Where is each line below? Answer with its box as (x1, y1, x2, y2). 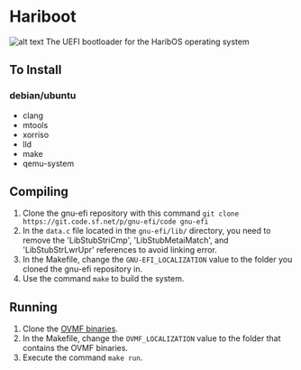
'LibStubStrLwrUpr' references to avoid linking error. (22, 245, 218, 255)
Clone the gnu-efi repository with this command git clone (22, 208, 240, 218)
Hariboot (9, 6, 77, 27)
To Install (9, 62, 62, 78)
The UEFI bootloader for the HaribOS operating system (45, 36, 250, 47)
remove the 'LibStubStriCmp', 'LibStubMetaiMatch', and (22, 235, 229, 245)
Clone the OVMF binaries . (22, 323, 119, 335)
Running (9, 300, 59, 315)
